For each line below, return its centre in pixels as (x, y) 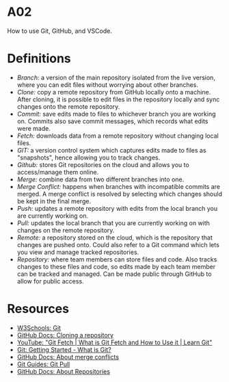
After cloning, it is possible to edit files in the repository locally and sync (118, 99)
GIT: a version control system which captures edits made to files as (111, 150)
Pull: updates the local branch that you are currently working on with (113, 222)
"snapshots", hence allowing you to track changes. (89, 157)
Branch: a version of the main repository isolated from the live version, (116, 77)
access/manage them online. (58, 172)
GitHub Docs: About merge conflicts (68, 357)
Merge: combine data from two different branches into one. (100, 179)
